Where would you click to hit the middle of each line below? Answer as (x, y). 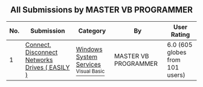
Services (89, 64)
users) (176, 75)
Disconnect (41, 52)
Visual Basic (90, 71)
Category (92, 31)
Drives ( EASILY (47, 67)
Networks (39, 60)
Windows (89, 49)
